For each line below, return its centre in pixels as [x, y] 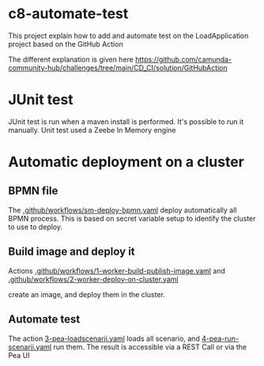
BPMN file [33, 191]
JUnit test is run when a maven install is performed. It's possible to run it [126, 121]
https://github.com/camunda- [183, 59]
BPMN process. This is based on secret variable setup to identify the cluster [132, 218]
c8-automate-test [68, 14]
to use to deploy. [36, 227]
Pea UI [19, 355]
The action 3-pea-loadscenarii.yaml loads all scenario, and [104, 338]
